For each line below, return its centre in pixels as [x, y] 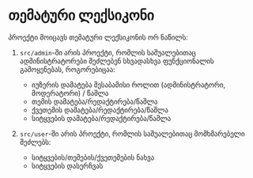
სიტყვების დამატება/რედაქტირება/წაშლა [101, 118]
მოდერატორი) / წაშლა [70, 93]
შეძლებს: [35, 142]
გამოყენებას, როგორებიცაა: [68, 69]
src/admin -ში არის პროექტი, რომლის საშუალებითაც [108, 52]
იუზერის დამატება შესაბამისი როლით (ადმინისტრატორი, [128, 85]
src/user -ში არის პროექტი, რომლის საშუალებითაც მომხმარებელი [132, 134]
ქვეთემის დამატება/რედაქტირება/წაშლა [100, 110]
